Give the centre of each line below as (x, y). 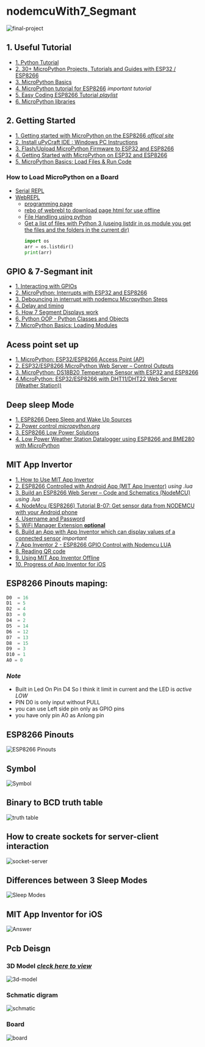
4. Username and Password (50, 519)
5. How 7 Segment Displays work (57, 312)
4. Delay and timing (39, 306)
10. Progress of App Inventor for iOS (60, 564)
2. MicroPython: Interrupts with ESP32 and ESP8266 (81, 293)
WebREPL (27, 197)
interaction (27, 846)
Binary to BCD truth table (55, 803)
